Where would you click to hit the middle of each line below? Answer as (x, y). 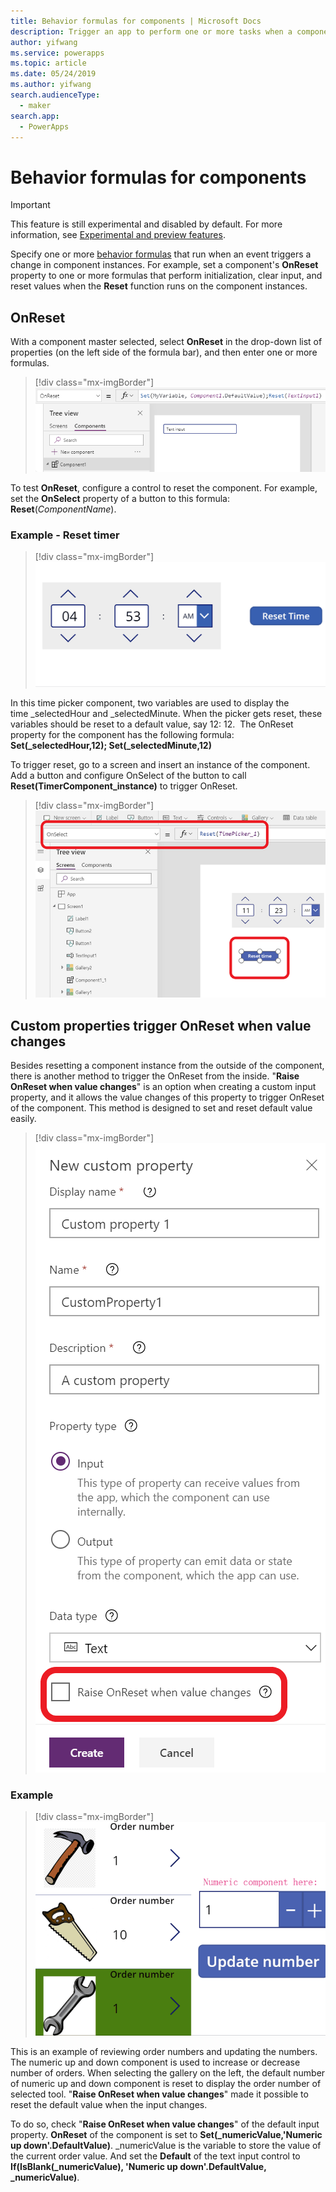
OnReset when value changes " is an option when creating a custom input (163, 1087)
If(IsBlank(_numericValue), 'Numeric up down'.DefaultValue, (138, 2166)
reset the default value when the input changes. (109, 2104)
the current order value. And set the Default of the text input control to (155, 2156)
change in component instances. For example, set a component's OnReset (164, 265)
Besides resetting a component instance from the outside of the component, (167, 1066)
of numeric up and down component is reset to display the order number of (166, 2083)
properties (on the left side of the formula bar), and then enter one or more (164, 352)
